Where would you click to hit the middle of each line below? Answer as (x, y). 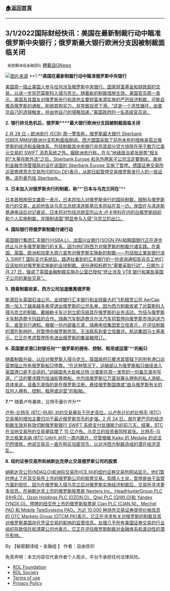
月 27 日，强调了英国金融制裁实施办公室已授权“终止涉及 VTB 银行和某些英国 (84, 272)
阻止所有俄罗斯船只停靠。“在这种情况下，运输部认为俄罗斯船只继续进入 (88, 365)
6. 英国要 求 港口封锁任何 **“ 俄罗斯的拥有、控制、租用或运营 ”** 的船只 (76, 349)
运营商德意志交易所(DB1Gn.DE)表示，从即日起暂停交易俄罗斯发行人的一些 (82, 172)
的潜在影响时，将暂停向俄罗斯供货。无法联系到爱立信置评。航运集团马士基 (83, 331)
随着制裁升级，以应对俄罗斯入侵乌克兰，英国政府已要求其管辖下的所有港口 (83, 359)
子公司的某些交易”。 (26, 278)
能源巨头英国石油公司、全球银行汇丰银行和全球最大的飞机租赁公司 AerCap (82, 300)
